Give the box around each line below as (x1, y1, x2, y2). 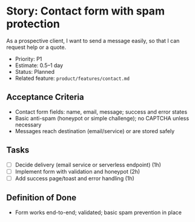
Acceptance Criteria (6, 92, 84, 102)
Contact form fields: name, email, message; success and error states (15, 108, 188, 116)
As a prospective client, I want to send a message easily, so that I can (6, 37, 180, 44)
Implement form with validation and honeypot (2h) (15, 168, 140, 175)
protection (6, 17, 61, 31)
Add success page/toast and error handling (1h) (15, 174, 134, 182)
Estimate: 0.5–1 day (15, 62, 64, 69)
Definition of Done (6, 192, 77, 203)
